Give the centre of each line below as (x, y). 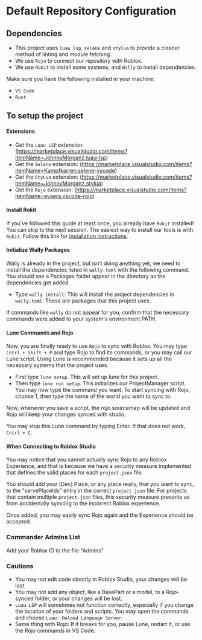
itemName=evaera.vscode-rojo (54, 196)
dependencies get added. (38, 283)
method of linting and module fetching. (63, 54)
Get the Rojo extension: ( (46, 190)
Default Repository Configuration (91, 11)
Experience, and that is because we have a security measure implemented (99, 466)
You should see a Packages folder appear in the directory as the (86, 276)
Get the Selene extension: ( (48, 164)
